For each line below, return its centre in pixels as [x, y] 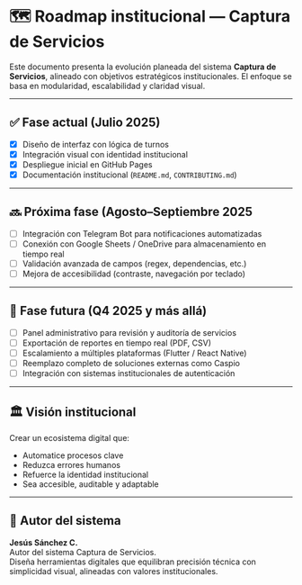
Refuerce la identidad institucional [85, 474]
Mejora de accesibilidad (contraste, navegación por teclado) [133, 274]
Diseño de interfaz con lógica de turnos [95, 144]
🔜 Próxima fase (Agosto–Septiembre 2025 [131, 212]
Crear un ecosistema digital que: [70, 438]
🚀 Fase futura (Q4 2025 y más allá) [108, 311]
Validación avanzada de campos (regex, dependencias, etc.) [134, 263]
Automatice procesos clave [73, 455]
